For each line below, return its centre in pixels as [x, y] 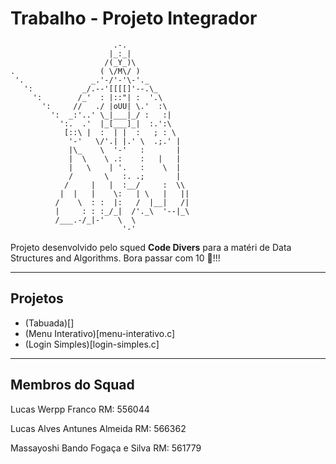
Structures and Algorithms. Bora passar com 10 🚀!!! [115, 258]
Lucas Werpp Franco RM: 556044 [80, 409]
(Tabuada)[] [49, 323]
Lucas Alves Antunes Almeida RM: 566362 [98, 428]
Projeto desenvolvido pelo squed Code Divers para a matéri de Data [151, 247]
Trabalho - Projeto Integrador [134, 18]
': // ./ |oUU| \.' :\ [104, 106]
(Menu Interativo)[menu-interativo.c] [100, 333]
